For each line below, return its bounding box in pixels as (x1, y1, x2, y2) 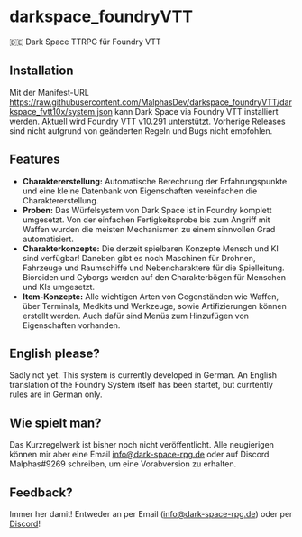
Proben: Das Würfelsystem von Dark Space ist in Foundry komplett (22, 204, 272, 215)
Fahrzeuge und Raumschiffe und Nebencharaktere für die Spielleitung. (22, 262, 286, 273)
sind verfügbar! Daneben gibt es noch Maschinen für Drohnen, (22, 252, 256, 263)
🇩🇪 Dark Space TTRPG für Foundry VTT (9, 36, 161, 47)
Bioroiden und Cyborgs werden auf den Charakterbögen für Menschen (22, 271, 287, 282)
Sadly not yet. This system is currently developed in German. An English (9, 370, 278, 381)
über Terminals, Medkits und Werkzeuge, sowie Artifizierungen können (22, 300, 287, 311)
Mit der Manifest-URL (9, 87, 90, 98)
